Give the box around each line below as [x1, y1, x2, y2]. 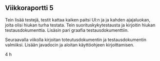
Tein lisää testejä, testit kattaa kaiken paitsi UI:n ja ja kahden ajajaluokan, [5, 17, 150, 22]
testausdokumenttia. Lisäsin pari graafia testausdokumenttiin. [5, 27, 129, 33]
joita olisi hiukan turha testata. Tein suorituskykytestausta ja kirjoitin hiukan [5, 22, 156, 28]
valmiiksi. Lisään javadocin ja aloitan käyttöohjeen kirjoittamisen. [5, 41, 135, 48]
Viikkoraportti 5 [5, 4, 54, 12]
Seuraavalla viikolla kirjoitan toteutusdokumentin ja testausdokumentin [5, 37, 146, 42]
